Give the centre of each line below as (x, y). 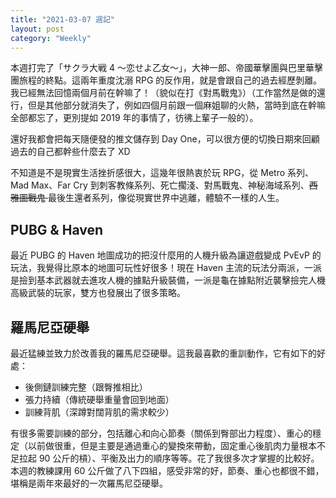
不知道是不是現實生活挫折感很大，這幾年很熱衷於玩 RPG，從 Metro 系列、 (162, 173)
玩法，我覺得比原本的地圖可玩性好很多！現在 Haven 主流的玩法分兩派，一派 (166, 268)
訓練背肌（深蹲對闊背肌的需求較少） (99, 412)
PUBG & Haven (57, 229)
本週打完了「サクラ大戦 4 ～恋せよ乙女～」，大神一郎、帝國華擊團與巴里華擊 (166, 68)
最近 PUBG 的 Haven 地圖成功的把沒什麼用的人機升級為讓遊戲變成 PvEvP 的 (166, 255)
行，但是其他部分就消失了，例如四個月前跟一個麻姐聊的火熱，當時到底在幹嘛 (168, 105)
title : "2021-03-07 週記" (62, 19)
